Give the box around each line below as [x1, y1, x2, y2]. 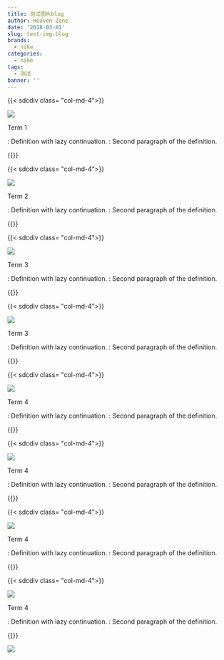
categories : [7, 51, 43, 58]
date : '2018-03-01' [7, 24, 66, 31]
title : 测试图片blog [7, 10, 64, 18]
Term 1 [7, 123, 27, 132]
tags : [7, 63, 24, 71]
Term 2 [7, 192, 29, 200]
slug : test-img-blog [7, 30, 69, 38]
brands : [7, 37, 31, 44]
